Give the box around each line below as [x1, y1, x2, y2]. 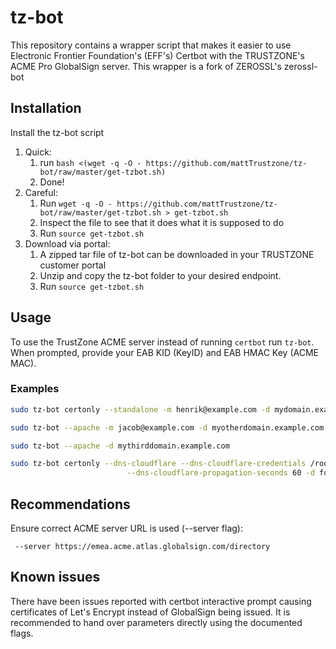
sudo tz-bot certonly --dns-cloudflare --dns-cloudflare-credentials [10, 459, 307, 469]
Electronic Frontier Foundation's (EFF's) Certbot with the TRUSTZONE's [10, 49, 305, 61]
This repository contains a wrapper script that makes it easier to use [10, 39, 292, 51]
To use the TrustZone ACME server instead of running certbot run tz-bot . [10, 336, 315, 348]
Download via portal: [24, 237, 111, 250]
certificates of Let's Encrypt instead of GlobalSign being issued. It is [10, 606, 291, 618]
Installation [10, 100, 82, 117]
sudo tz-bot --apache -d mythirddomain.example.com [10, 441, 230, 451]
